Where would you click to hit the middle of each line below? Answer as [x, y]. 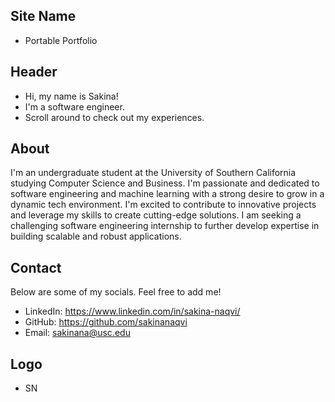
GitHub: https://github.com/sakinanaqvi [106, 322]
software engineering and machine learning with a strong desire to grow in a [167, 194]
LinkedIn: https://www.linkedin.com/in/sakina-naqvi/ [132, 311]
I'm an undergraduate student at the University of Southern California [153, 173]
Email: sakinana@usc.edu [77, 333]
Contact [36, 267]
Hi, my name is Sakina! [71, 96]
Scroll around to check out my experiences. [114, 117]
